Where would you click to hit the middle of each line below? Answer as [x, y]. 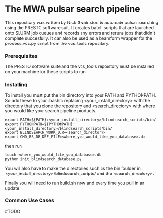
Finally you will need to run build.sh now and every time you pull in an [75, 183]
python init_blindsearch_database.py [43, 159]
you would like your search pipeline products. [51, 110]
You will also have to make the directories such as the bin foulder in [73, 168]
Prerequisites [21, 56]
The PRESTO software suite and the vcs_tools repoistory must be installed [80, 66]
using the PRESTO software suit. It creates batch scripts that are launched [80, 27]
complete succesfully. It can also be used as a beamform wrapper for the [79, 38]
